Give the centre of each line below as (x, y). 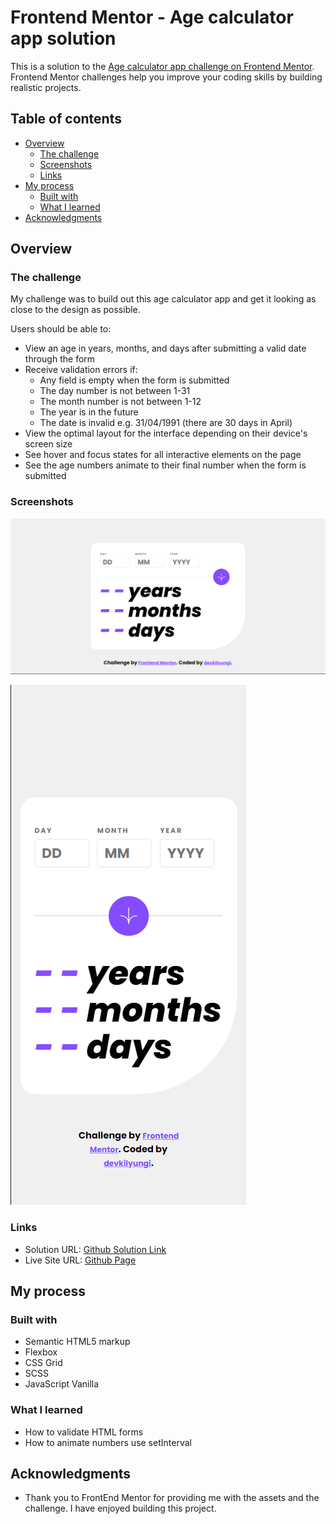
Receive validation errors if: (81, 370)
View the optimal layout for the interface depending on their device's (166, 433)
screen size (48, 444)
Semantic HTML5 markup (77, 1342)
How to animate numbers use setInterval (108, 1442)
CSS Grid (43, 1363)
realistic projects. (46, 87)
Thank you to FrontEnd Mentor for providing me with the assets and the (172, 1498)
